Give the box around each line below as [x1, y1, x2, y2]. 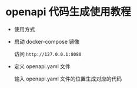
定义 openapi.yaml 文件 [14, 62, 71, 70]
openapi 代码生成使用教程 [5, 5, 132, 19]
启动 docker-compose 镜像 [14, 38, 80, 45]
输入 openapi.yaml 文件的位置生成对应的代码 [14, 75, 122, 82]
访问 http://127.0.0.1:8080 [14, 50, 82, 57]
